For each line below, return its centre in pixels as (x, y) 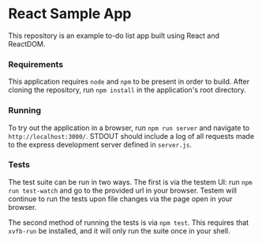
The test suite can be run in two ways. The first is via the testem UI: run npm (130, 181)
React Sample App (70, 14)
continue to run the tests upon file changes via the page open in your (120, 199)
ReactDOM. (27, 43)
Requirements (36, 64)
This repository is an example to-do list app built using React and (114, 36)
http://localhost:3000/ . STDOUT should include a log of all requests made (131, 136)
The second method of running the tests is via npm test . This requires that (129, 222)
